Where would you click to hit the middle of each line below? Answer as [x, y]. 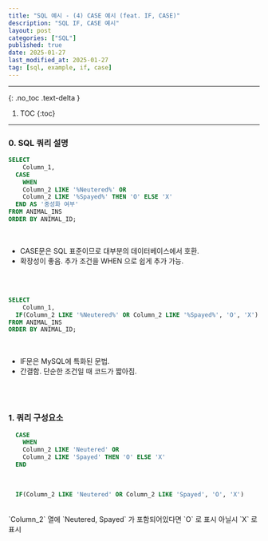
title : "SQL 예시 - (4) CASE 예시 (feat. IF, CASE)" [95, 16]
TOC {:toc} [37, 113]
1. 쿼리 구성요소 [36, 418]
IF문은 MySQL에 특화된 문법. [65, 361]
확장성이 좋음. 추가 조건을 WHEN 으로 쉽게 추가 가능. [102, 261]
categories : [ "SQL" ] [43, 38]
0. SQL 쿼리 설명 [39, 143]
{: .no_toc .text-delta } [44, 97]
